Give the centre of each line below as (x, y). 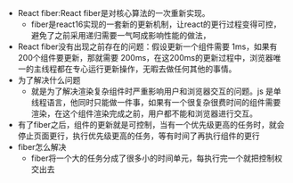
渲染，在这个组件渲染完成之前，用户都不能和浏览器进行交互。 (144, 113)
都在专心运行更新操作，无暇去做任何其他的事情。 (146, 69)
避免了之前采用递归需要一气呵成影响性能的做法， (121, 35)
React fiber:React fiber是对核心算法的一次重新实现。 (114, 13)
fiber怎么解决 (42, 147)
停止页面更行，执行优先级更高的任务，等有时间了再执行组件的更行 (138, 136)
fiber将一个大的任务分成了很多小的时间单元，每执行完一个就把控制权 (157, 158)
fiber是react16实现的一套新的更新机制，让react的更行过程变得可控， (156, 24)
